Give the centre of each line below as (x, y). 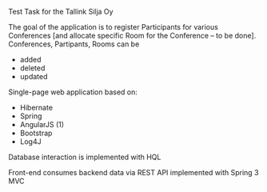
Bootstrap (36, 133)
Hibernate (36, 108)
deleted (32, 68)
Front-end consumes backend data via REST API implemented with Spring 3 (133, 172)
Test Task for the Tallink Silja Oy (61, 12)
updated (34, 76)
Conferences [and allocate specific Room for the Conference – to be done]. (132, 36)
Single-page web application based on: (73, 92)
